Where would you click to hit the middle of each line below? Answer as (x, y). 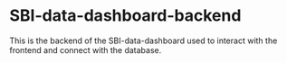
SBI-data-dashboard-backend (125, 16)
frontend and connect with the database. (86, 49)
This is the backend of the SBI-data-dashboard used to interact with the (143, 40)
